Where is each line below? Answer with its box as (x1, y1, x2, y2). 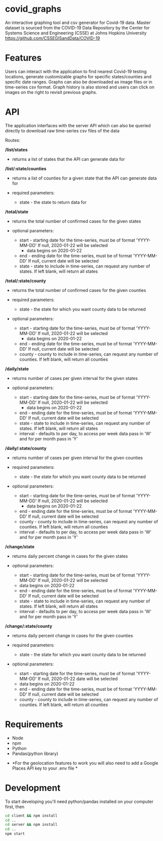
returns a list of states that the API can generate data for (12, 156, 125, 162)
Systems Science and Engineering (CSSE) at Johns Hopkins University (5, 30, 147, 36)
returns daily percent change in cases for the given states (12, 553, 128, 559)
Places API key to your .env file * (12, 765, 78, 771)
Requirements (5, 719, 63, 730)
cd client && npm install (5, 813, 57, 818)
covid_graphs (5, 3, 62, 15)
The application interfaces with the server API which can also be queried (5, 122, 151, 128)
